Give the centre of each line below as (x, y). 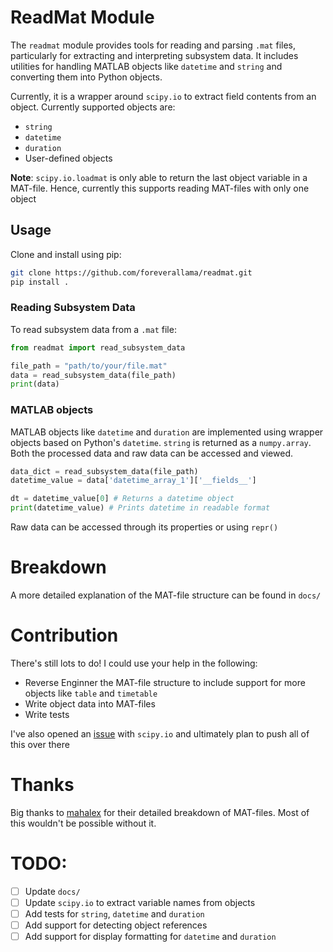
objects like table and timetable (91, 693)
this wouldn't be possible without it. (83, 823)
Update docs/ (52, 891)
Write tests (47, 714)
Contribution (64, 635)
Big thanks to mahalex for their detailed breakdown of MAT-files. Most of (160, 812)
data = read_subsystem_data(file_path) (93, 375)
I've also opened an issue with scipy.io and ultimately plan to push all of (160, 733)
